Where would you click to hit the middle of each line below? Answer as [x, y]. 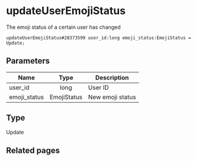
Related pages [33, 150]
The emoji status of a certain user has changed [63, 27]
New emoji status [112, 97]
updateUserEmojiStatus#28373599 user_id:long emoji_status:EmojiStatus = [99, 38]
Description [112, 78]
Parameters [28, 61]
